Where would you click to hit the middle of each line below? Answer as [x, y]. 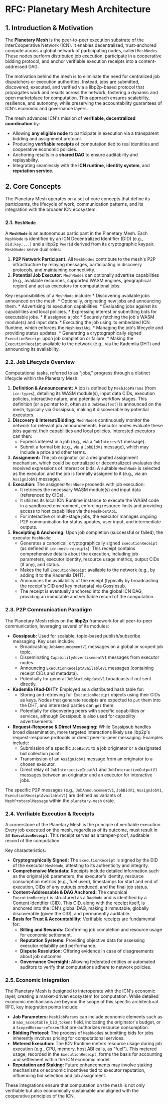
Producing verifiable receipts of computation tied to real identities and [86, 144]
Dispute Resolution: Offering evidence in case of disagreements [87, 951]
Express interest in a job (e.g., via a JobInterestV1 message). [83, 442]
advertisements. [37, 721]
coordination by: [23, 124]
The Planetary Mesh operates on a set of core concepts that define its [78, 199]
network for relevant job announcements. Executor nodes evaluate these [88, 426]
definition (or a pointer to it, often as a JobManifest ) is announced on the [87, 404]
